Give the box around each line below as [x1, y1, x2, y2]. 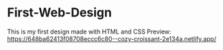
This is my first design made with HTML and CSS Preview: [7, 27, 172, 36]
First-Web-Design [7, 5, 112, 21]
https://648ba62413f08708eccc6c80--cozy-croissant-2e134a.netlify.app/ [7, 34, 217, 42]
